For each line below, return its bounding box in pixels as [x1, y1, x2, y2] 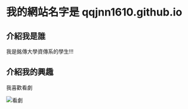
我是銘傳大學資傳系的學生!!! [6, 48, 74, 55]
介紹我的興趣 [6, 67, 54, 77]
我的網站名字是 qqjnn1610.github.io [6, 5, 183, 19]
